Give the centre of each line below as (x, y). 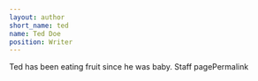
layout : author (37, 17)
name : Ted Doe (35, 33)
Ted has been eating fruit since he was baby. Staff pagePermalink (129, 67)
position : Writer (41, 42)
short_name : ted (39, 26)
